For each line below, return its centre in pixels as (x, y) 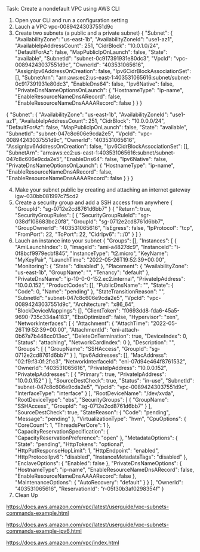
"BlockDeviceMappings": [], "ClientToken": (67, 310)
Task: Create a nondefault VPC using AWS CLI (63, 9)
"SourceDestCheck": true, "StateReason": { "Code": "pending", (92, 412)
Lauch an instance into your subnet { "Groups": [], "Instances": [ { (96, 241)
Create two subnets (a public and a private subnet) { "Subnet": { (94, 33)
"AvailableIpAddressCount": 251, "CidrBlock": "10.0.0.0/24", (92, 121)
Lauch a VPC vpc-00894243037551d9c (64, 27)
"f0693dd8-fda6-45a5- (151, 310)
